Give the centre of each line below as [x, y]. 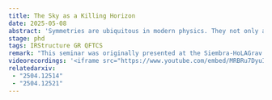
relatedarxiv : [32, 69]
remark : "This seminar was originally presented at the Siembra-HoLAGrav [136, 53]
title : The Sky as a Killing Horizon [72, 16]
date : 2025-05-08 [38, 23]
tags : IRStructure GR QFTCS [56, 46]
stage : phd [27, 38]
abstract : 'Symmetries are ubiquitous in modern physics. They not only [134, 31]
